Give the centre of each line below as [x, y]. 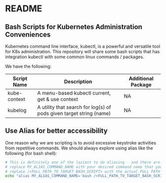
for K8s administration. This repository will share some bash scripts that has [83, 52]
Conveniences [28, 34]
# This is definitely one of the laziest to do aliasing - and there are [83, 162]
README [24, 9]
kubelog [17, 110]
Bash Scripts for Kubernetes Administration [74, 27]
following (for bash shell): [31, 153]
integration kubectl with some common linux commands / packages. [75, 57]
